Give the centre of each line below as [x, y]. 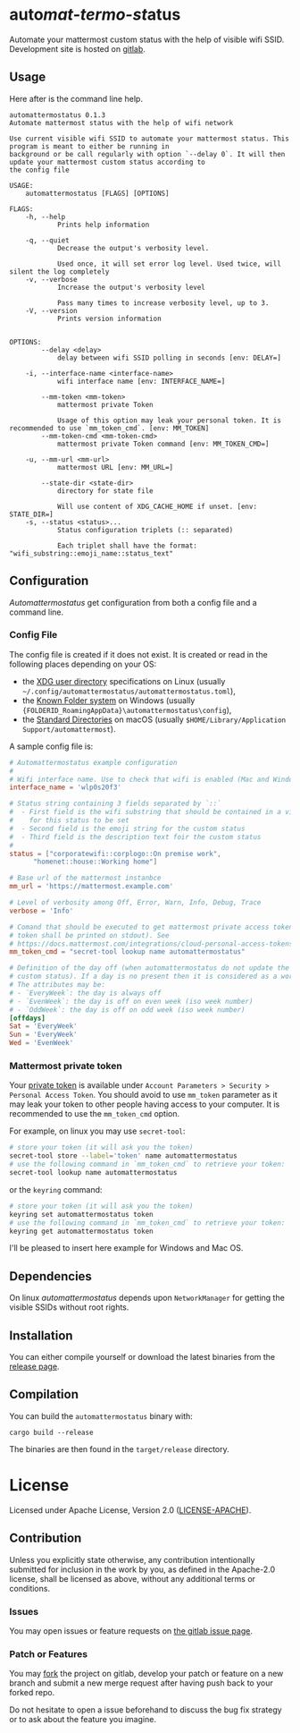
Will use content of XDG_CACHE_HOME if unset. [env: [157, 506]
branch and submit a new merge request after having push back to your [142, 1683]
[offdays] [28, 1018]
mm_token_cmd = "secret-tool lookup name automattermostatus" [127, 952]
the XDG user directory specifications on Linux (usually [124, 681]
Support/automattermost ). [69, 728]
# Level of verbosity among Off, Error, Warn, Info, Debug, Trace [135, 903]
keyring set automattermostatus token [81, 1214]
